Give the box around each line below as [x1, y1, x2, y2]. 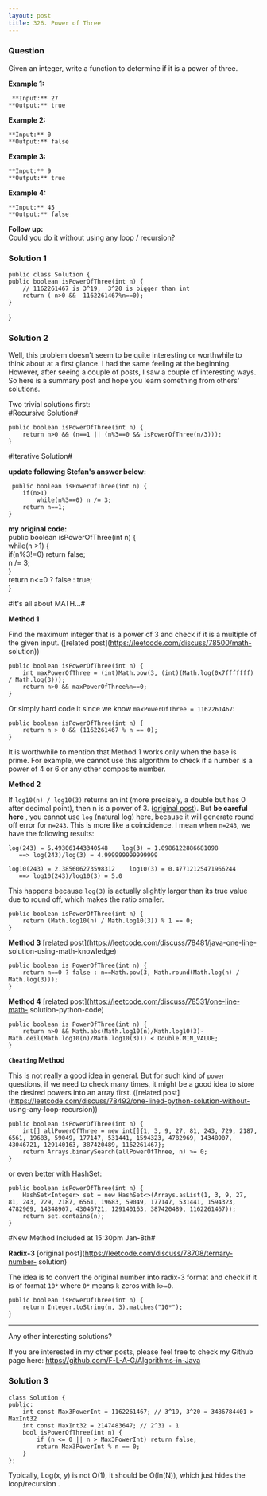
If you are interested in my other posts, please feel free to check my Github [8, 1347, 254, 1357]
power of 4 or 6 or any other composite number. [8, 764, 166, 773]
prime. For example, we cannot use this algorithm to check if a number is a [8, 756, 253, 766]
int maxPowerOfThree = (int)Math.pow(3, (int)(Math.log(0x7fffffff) [22, 669, 254, 677]
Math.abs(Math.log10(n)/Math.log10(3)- [72, 1028, 204, 1036]
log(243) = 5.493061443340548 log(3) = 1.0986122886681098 [8, 844, 219, 852]
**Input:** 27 [11, 94, 59, 102]
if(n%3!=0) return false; [8, 550, 86, 559]
